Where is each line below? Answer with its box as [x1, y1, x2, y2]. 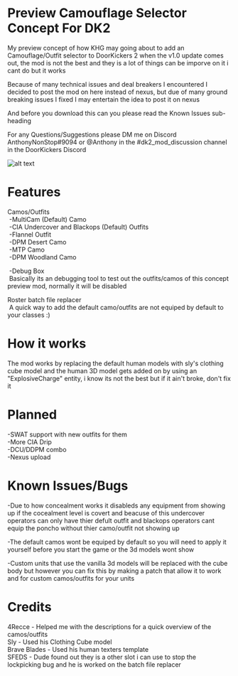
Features [7, 184, 61, 200]
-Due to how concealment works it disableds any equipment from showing [7, 501, 226, 510]
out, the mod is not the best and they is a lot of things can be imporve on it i [7, 58, 229, 67]
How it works [7, 336, 87, 352]
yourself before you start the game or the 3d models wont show [7, 545, 194, 554]
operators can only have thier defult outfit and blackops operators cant [7, 516, 215, 525]
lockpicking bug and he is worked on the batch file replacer [7, 660, 181, 669]
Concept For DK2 [7, 20, 111, 36]
